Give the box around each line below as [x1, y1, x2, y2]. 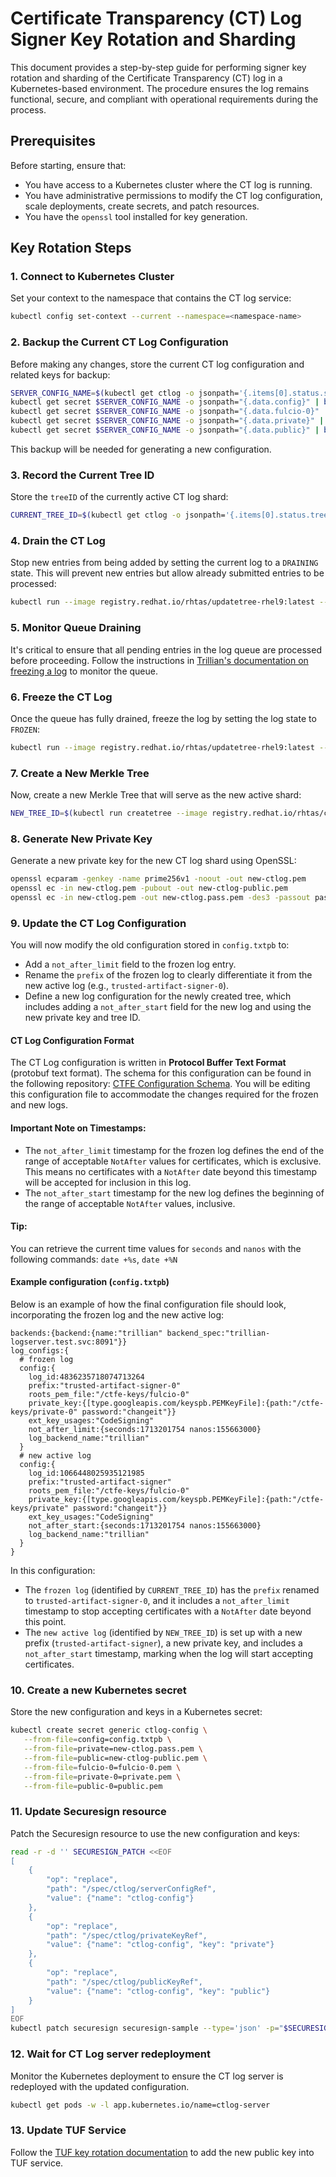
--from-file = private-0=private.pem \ [23, 1772, 182, 1782]
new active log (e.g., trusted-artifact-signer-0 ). [24, 980, 230, 992]
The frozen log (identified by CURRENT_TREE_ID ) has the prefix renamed [24, 1584, 320, 1596]
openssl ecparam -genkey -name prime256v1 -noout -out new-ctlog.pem [10, 874, 307, 884]
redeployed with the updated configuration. [10, 2080, 190, 2092]
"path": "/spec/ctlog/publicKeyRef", [46, 1977, 203, 1987]
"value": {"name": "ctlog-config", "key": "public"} [46, 1986, 271, 1996]
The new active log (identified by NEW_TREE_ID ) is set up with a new [24, 1627, 303, 1638]
